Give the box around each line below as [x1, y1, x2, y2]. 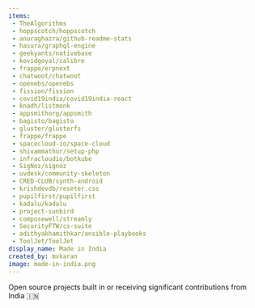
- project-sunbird [11, 207, 74, 215]
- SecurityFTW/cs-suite [11, 222, 92, 230]
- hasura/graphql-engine [11, 42, 96, 50]
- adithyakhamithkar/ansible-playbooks [11, 230, 147, 238]
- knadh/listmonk [11, 102, 70, 110]
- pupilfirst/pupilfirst [11, 192, 96, 200]
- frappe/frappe [11, 132, 67, 140]
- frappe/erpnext [11, 65, 70, 73]
